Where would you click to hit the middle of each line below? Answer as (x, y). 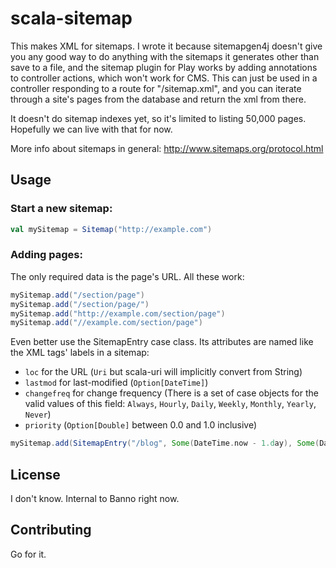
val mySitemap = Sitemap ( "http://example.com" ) (111, 229)
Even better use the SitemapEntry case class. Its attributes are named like (162, 342)
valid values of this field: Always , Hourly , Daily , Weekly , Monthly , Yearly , (170, 404)
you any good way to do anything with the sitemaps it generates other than (165, 56)
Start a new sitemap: (61, 209)
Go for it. (28, 554)
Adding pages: (46, 255)
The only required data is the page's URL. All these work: (127, 276)
